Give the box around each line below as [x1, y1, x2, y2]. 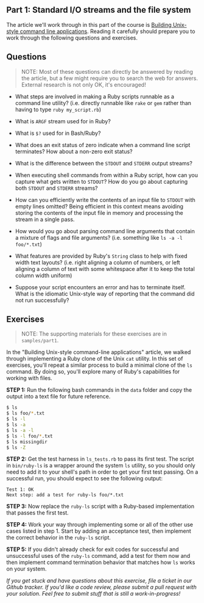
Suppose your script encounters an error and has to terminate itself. [15, 283, 186, 291]
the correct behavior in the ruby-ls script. [6, 534, 111, 541]
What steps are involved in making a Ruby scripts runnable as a [15, 93, 175, 100]
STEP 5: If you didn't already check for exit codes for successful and [6, 546, 179, 553]
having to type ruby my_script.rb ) [15, 106, 102, 113]
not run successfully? [15, 296, 69, 304]
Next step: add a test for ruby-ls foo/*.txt [6, 492, 124, 498]
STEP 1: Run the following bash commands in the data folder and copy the [6, 386, 192, 394]
